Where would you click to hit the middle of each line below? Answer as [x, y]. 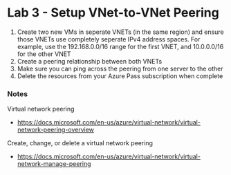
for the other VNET [44, 54]
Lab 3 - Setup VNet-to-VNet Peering [113, 13]
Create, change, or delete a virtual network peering [80, 143]
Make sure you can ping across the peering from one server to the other [120, 68]
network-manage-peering [54, 164]
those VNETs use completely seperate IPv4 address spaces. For [109, 39]
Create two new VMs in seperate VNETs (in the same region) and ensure [120, 32]
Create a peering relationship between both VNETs [90, 61]
